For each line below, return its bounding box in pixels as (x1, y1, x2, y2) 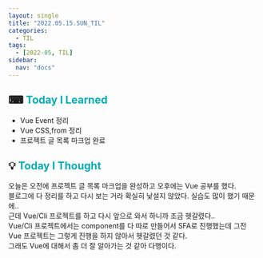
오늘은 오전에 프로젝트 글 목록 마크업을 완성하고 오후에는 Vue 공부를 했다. (8, 181, 237, 191)
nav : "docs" (15, 64, 56, 72)
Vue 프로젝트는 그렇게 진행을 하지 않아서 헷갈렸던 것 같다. (8, 231, 188, 240)
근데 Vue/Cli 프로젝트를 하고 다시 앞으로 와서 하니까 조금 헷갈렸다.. (8, 211, 216, 220)
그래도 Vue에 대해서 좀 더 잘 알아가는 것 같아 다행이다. (8, 241, 177, 251)
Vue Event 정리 (19, 115, 70, 125)
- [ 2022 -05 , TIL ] (15, 49, 74, 57)
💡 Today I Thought (8, 159, 102, 173)
